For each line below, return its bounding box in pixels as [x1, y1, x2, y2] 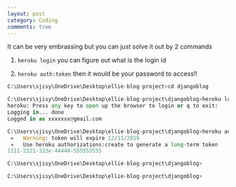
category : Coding [7, 17, 58, 24]
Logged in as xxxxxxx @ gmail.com [7, 115, 102, 123]
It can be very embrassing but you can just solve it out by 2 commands [7, 43, 213, 51]
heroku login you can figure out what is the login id [17, 56, 166, 64]
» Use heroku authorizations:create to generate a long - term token [10, 141, 218, 148]
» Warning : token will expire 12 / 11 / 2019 [10, 134, 140, 141]
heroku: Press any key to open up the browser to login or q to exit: [7, 102, 218, 109]
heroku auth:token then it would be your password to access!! [17, 69, 198, 78]
